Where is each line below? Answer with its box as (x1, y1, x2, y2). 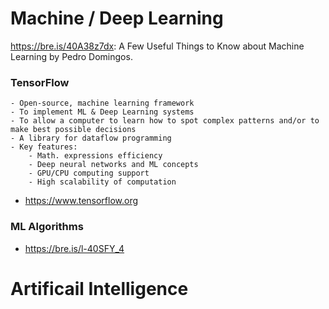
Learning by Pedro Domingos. (10, 50, 133, 62)
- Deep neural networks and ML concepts (28, 160, 199, 170)
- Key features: (10, 142, 78, 152)
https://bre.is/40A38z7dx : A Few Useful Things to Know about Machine (10, 40, 305, 52)
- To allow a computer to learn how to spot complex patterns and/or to (10, 116, 320, 126)
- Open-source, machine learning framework (10, 98, 195, 109)
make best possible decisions (10, 125, 137, 135)
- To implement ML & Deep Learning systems (10, 107, 195, 117)
